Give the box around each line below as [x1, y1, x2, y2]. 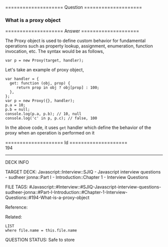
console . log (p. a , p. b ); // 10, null [5, 111, 81, 116]
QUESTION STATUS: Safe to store [5, 237, 75, 243]
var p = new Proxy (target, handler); [5, 58, 84, 63]
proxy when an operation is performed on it [5, 130, 95, 136]
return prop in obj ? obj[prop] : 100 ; [16, 85, 99, 90]
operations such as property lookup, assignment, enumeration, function [5, 43, 153, 49]
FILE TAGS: [5, 184, 28, 190]
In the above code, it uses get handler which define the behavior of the [5, 124, 151, 130]
